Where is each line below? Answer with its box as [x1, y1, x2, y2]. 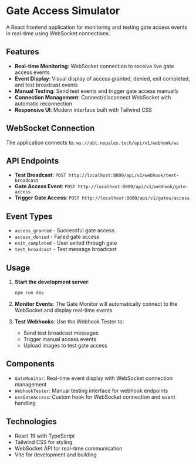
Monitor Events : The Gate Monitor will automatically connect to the [14, 300, 178, 307]
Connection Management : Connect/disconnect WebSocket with [14, 94, 171, 101]
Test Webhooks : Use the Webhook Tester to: [14, 318, 124, 325]
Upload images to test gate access [23, 342, 107, 349]
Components [6, 359, 55, 369]
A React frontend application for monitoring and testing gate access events [6, 24, 188, 31]
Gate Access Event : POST [14, 183, 76, 190]
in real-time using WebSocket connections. [6, 29, 110, 36]
